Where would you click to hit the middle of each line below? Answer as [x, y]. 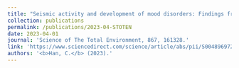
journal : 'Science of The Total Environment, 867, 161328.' [99, 40]
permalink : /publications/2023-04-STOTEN [70, 27]
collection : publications [46, 21]
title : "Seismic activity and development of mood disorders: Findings [116, 14]
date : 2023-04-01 [33, 34]
